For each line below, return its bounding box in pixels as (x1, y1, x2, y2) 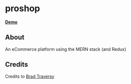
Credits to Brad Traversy (5, 73, 55, 79)
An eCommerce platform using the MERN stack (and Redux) (5, 46, 127, 52)
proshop (5, 3, 40, 14)
